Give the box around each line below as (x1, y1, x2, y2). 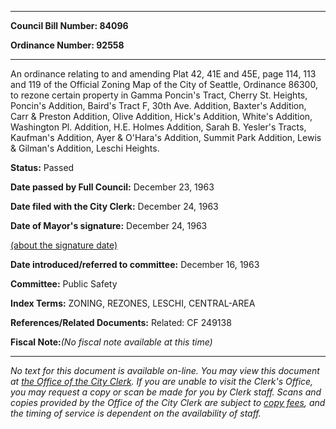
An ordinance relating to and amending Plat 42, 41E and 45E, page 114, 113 (10, 68, 317, 80)
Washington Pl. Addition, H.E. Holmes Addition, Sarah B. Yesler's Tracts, (10, 121, 307, 133)
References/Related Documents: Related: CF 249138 (10, 317, 232, 328)
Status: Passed (10, 162, 75, 173)
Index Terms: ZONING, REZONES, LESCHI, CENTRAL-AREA (10, 297, 256, 309)
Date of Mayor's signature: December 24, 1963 (10, 220, 208, 231)
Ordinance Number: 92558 (10, 39, 125, 51)
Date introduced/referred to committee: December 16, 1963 (10, 259, 260, 270)
